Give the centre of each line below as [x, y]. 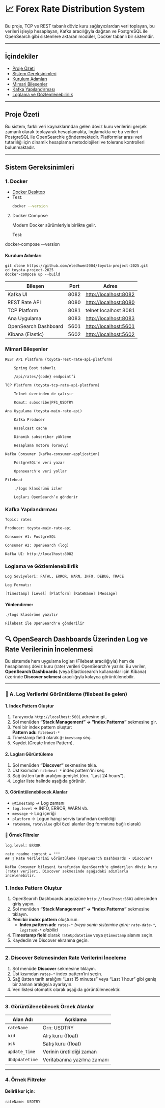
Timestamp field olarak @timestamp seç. [52, 738]
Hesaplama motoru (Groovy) [41, 445]
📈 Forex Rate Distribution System [75, 9]
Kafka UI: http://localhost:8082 [39, 554]
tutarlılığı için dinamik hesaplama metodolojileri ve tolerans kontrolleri [75, 142]
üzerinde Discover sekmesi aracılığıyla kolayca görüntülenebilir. [70, 677]
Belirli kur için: [20, 1091]
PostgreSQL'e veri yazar [39, 463]
